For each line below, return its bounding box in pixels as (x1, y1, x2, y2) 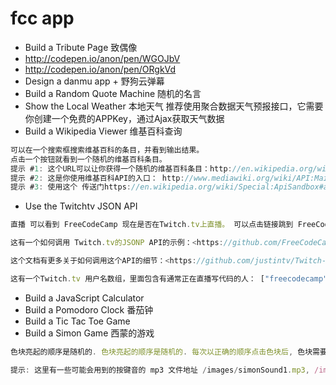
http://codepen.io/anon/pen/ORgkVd (24, 63, 177, 75)
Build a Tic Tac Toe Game (24, 315, 131, 327)
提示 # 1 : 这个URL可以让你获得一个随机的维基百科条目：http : (10, 163, 233, 174)
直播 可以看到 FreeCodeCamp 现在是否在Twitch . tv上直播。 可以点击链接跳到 (10, 220, 294, 230)
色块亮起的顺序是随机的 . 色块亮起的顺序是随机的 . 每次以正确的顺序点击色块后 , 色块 (10, 347, 313, 357)
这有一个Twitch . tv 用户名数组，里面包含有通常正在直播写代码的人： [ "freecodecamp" (10, 273, 328, 284)
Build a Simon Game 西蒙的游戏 (24, 327, 155, 339)
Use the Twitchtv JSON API (24, 200, 138, 212)
